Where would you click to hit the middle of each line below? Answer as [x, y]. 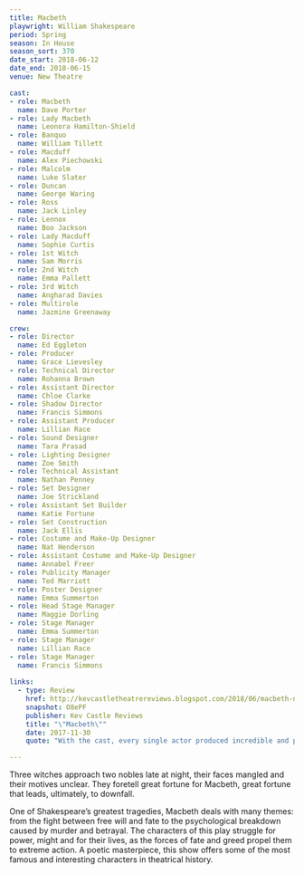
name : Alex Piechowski [60, 160]
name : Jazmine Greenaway [64, 312]
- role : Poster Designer [56, 590]
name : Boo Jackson [52, 227]
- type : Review [46, 691]
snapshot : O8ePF [57, 707]
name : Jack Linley [52, 211]
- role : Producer [42, 354]
